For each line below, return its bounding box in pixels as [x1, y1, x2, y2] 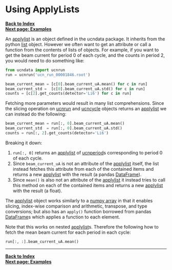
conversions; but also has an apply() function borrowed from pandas [5, 208, 152, 214]
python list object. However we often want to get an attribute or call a [5, 41, 152, 47]
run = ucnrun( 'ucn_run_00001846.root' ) [5, 72, 91, 77]
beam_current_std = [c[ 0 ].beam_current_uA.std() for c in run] [5, 86, 145, 92]
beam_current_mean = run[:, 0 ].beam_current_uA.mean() [5, 121, 125, 126]
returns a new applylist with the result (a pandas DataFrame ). [12, 171, 142, 177]
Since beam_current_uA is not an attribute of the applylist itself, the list [12, 160, 159, 167]
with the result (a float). [12, 188, 62, 194]
